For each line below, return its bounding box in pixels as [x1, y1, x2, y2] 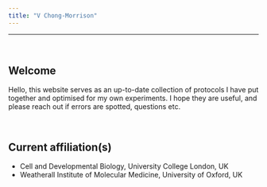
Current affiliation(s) [8, 140, 113, 154]
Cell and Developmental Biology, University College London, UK [19, 162, 229, 171]
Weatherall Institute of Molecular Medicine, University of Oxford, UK [19, 170, 243, 180]
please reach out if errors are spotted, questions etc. [8, 102, 181, 111]
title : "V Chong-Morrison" [8, 11, 98, 20]
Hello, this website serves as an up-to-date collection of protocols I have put [8, 85, 259, 95]
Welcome [8, 64, 56, 78]
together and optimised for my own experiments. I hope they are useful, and [8, 93, 257, 103]
